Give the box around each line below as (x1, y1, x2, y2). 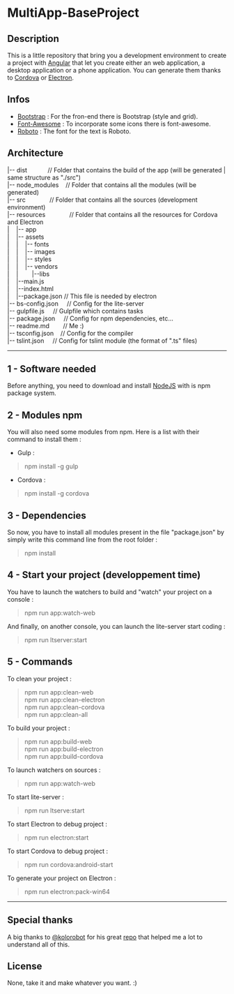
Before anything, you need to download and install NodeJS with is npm (7, 382, 211, 390)
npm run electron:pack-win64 (24, 887, 110, 896)
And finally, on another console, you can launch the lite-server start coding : (7, 622, 226, 630)
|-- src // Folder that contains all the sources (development (7, 195, 198, 204)
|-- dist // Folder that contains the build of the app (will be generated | (7, 165, 226, 174)
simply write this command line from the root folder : (7, 535, 158, 544)
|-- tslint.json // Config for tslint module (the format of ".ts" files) (7, 336, 198, 345)
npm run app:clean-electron (24, 695, 105, 704)
